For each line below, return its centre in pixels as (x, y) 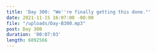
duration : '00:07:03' (34, 35)
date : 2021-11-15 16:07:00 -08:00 (50, 18)
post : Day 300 (24, 29)
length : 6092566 (27, 40)
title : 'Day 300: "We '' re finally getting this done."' (79, 12)
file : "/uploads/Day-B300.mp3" (46, 23)
